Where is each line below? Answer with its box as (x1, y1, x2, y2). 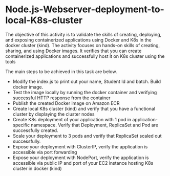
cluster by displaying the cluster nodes (12, 111, 95, 117)
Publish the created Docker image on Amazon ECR (12, 100, 120, 106)
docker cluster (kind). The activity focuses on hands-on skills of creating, (5, 42, 160, 48)
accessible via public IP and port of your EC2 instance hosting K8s (12, 160, 154, 166)
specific (12, 122, 30, 128)
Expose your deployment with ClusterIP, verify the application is (12, 143, 148, 149)
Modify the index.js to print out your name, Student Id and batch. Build (12, 78, 161, 84)
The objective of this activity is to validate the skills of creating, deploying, (5, 31, 162, 37)
